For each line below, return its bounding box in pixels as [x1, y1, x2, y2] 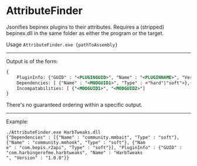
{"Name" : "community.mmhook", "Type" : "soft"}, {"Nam [6, 140, 145, 146]
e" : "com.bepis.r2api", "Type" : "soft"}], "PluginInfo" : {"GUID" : [6, 145, 182, 151]
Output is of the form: [6, 57, 59, 65]
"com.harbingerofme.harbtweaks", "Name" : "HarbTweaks [6, 150, 143, 156]
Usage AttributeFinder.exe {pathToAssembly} [6, 41, 118, 48]
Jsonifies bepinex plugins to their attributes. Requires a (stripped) [6, 23, 165, 30]
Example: [6, 118, 29, 125]
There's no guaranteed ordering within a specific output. [6, 101, 142, 109]
